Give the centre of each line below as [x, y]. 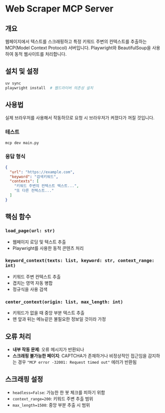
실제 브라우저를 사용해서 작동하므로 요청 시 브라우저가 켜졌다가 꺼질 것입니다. [80, 118]
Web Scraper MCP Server [59, 9]
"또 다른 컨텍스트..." [34, 191]
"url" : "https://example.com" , [42, 172]
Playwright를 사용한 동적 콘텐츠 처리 [48, 248]
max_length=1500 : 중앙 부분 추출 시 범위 [51, 405]
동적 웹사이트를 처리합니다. [40, 54]
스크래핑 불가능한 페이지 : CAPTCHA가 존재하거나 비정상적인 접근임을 [79, 356]
